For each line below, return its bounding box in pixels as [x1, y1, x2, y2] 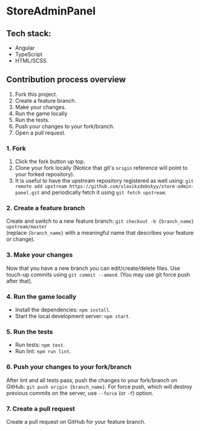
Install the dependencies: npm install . [15, 306, 111, 313]
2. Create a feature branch [6, 204, 85, 212]
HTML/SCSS [15, 57, 47, 64]
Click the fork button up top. [15, 158, 86, 165]
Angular [15, 44, 35, 51]
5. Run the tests [6, 327, 53, 336]
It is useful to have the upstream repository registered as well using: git [15, 177, 194, 185]
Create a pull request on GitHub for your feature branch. [6, 418, 146, 425]
